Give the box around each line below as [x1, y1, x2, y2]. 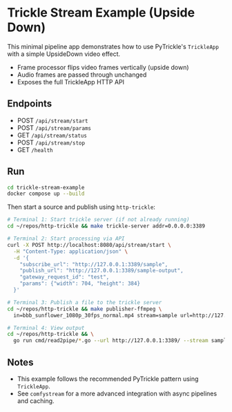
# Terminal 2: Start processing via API [7, 235, 126, 243]
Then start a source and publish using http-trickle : [7, 203, 155, 212]
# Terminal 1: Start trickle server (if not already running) [7, 216, 190, 223]
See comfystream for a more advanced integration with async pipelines [17, 389, 217, 397]
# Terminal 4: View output [7, 324, 85, 331]
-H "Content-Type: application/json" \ [13, 247, 128, 255]
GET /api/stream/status [17, 131, 88, 139]
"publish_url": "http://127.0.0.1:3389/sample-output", [19, 268, 184, 274]
